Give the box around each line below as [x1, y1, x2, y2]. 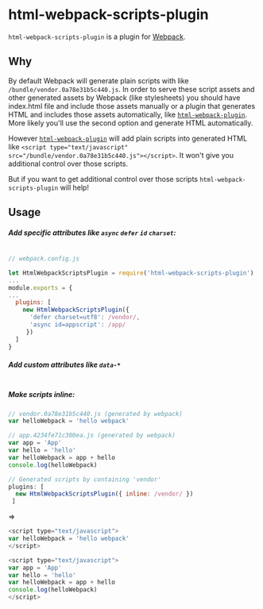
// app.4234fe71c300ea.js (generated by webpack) [8, 431, 176, 440]
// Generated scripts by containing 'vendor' [8, 475, 161, 484]
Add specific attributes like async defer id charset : [8, 228, 176, 237]
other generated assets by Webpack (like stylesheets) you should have [8, 93, 241, 102]
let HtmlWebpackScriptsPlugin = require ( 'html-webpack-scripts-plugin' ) [8, 268, 254, 277]
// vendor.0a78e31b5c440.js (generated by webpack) [8, 410, 183, 418]
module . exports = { [8, 283, 73, 291]
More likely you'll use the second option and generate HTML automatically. [8, 118, 253, 128]
